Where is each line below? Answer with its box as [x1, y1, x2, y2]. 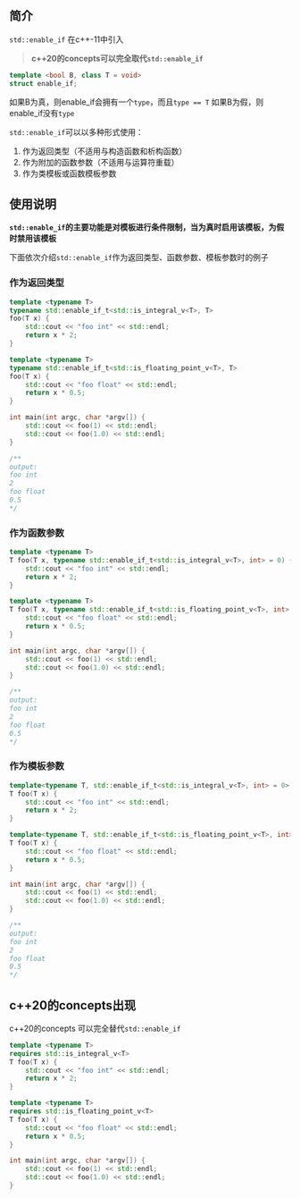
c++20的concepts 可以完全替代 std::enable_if [9, 1023, 181, 1033]
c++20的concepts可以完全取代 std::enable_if [30, 53, 204, 63]
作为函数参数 [9, 527, 65, 539]
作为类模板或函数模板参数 [21, 168, 117, 179]
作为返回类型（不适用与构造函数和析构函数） [21, 146, 187, 156]
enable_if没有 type [9, 107, 75, 118]
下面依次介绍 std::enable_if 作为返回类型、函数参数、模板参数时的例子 [9, 252, 270, 263]
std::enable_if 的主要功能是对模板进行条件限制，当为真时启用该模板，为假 [9, 222, 285, 232]
